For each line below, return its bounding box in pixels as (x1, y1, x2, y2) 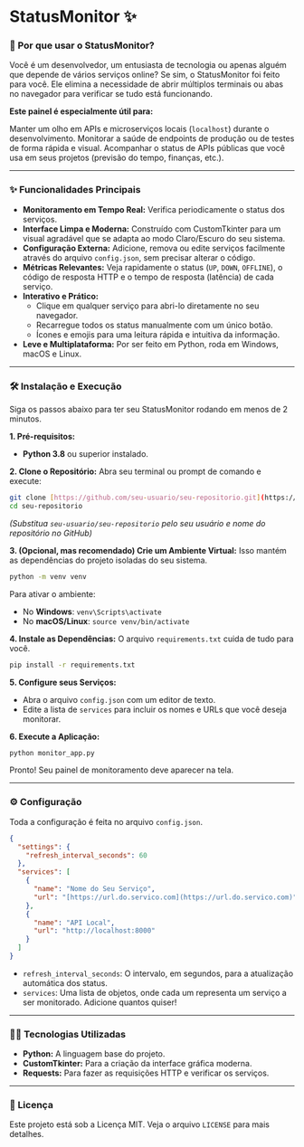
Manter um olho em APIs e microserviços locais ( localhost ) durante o (9, 124, 270, 135)
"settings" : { (17, 842, 71, 851)
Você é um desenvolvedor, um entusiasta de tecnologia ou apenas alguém (9, 60, 287, 71)
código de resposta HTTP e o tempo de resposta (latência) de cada (22, 271, 274, 282)
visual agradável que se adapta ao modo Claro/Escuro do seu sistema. (22, 232, 286, 243)
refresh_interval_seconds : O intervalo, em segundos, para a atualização (22, 968, 294, 979)
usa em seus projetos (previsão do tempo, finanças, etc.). (9, 152, 224, 164)
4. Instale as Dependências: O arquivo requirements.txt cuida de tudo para (9, 633, 294, 644)
